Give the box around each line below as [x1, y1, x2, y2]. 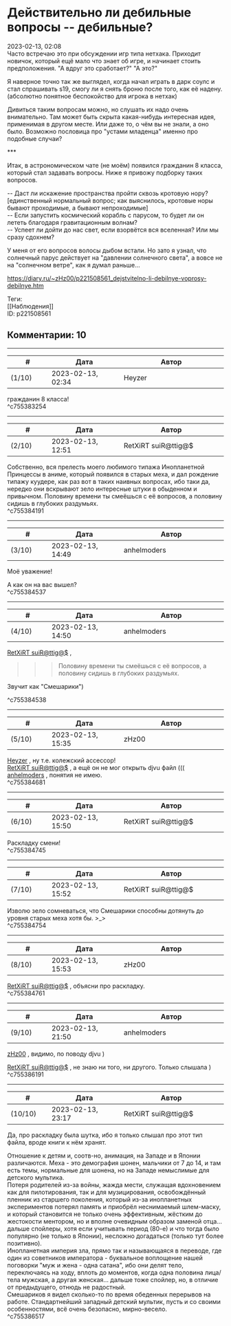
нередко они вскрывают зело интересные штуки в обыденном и [7, 485, 197, 493]
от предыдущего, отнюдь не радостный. [7, 1283, 126, 1291]
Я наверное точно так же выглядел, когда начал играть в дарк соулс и [7, 77, 215, 85]
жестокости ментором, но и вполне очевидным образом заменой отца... [7, 1217, 222, 1225]
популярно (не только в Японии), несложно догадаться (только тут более [7, 1232, 224, 1240]
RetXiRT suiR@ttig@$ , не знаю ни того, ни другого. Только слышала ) [7, 1063, 212, 1071]
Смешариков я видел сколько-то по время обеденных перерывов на [7, 1290, 211, 1299]
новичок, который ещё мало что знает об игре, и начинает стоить [7, 56, 201, 65]
